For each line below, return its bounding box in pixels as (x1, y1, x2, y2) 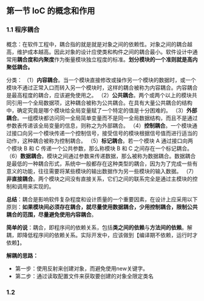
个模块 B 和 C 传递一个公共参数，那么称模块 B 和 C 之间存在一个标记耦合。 (6, 145, 193, 152)
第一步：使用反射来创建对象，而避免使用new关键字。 (15, 265, 149, 272)
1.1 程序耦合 (6, 26, 40, 34)
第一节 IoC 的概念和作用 (6, 5, 95, 16)
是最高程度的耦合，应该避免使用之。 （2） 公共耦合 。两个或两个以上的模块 (6, 91, 192, 99)
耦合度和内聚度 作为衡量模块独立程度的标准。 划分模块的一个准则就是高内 (17, 55, 198, 63)
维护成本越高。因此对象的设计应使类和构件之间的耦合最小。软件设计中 (16, 48, 192, 55)
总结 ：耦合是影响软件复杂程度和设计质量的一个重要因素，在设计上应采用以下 (6, 195, 198, 202)
